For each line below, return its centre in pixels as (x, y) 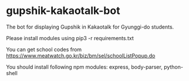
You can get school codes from (44, 49)
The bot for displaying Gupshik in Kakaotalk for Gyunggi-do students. (90, 27)
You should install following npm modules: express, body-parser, (84, 67)
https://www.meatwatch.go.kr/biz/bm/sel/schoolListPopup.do (81, 55)
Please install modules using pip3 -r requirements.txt (70, 38)
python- (173, 67)
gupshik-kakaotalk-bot (63, 11)
